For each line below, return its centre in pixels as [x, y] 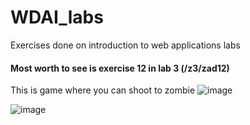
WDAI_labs [57, 17]
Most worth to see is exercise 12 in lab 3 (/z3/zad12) [120, 68]
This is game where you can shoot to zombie [103, 90]
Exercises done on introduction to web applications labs [125, 45]
